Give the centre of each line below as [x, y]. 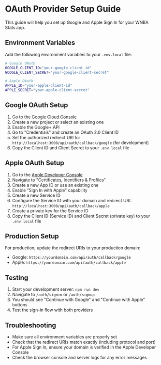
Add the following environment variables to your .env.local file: [68, 54]
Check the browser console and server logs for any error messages [79, 358]
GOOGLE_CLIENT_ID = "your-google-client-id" [48, 68]
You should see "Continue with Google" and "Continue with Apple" [79, 300]
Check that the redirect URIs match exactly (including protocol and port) [84, 342]
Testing [17, 278]
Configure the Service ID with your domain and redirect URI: [72, 200]
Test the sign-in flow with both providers [52, 310]
